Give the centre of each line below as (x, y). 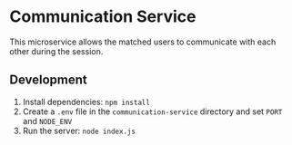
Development (49, 80)
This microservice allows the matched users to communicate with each (143, 42)
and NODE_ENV (47, 121)
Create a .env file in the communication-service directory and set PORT (152, 111)
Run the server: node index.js (79, 130)
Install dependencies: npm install (86, 101)
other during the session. (56, 51)
